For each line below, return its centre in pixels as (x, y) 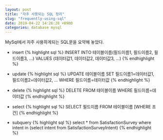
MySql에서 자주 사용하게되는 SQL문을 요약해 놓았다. (54, 42)
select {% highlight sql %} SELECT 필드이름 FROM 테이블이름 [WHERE (81, 107)
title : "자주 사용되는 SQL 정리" (35, 14)
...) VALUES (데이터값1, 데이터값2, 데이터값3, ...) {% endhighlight (92, 58)
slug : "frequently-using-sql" (36, 18)
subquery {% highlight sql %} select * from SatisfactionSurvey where (81, 122)
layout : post (18, 9)
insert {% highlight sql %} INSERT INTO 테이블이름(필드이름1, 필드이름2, (82, 52)
